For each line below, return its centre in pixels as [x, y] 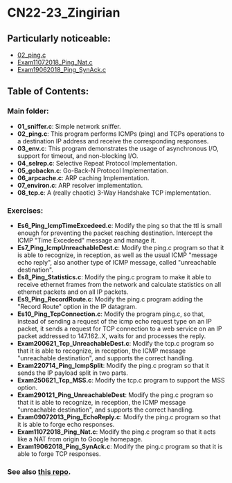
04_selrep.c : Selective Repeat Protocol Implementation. [97, 163]
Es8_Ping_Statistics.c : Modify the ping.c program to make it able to [114, 277]
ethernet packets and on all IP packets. [73, 292]
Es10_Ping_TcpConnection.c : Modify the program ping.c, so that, [111, 314]
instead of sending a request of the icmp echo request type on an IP [115, 321]
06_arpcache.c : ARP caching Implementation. [83, 177]
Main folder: [28, 111]
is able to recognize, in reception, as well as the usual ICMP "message [117, 255]
